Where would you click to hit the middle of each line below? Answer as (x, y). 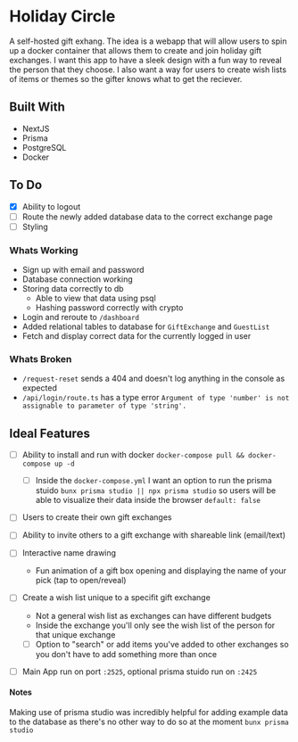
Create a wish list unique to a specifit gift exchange (116, 598)
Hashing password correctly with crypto (109, 308)
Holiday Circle (62, 16)
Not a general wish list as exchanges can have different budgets (153, 615)
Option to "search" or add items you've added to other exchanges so (162, 644)
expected (40, 388)
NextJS (36, 128)
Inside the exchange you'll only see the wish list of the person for (155, 625)
